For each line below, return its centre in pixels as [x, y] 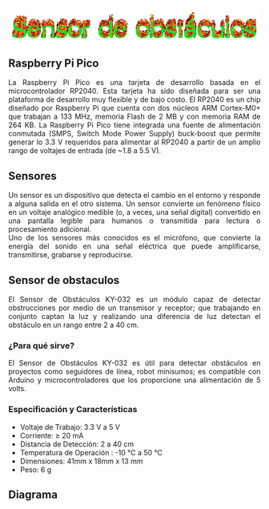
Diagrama [33, 494]
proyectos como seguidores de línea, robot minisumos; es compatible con [134, 372]
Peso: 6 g [36, 469]
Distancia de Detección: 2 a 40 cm [77, 444]
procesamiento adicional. [50, 229]
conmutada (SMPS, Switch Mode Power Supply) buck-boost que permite [134, 134]
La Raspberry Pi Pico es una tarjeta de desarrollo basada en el [134, 83]
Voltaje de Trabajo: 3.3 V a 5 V [70, 426]
